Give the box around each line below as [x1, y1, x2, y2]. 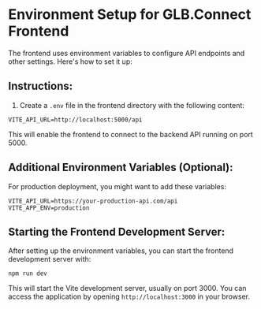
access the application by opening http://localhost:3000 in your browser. [8, 292, 251, 301]
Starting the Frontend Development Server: [8, 225, 226, 238]
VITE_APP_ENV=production [8, 203, 90, 212]
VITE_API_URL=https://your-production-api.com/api [8, 197, 178, 205]
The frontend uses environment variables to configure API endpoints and [8, 48, 245, 58]
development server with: [8, 255, 91, 264]
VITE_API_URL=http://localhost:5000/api [8, 116, 144, 124]
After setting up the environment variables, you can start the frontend [8, 246, 234, 255]
